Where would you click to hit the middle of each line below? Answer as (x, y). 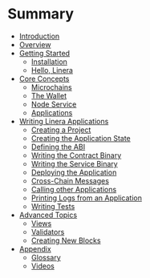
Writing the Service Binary (74, 163)
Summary (41, 14)
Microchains (52, 87)
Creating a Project (61, 130)
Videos (43, 266)
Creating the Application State (81, 138)
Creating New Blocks (66, 240)
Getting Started (44, 53)
